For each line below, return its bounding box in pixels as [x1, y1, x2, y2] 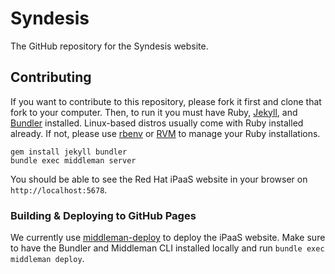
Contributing [10, 69, 92, 86]
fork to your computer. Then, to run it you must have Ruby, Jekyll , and [10, 106, 298, 118]
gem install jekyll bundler [10, 147, 128, 157]
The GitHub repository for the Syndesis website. [10, 40, 209, 52]
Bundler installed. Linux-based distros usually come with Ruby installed [10, 117, 304, 129]
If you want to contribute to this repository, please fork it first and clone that [10, 95, 322, 107]
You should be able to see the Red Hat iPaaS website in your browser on [10, 173, 308, 185]
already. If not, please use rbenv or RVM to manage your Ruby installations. [10, 127, 321, 139]
